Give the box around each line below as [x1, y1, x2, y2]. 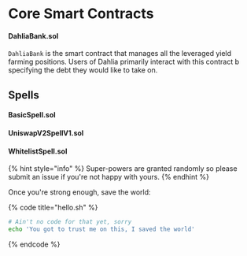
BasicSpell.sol [8, 110, 57, 120]
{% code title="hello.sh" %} [8, 202, 98, 213]
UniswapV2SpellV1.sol [8, 128, 84, 138]
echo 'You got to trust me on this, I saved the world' [8, 225, 195, 233]
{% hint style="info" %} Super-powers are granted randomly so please [8, 164, 238, 173]
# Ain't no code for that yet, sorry [8, 218, 132, 226]
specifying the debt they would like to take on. [8, 65, 158, 75]
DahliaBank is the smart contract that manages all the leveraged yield [8, 49, 232, 58]
